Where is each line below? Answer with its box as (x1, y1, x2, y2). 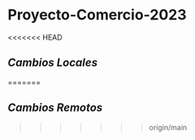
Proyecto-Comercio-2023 (7, 6, 188, 24)
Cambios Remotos (7, 101, 103, 115)
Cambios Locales (7, 56, 98, 70)
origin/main (149, 122, 188, 132)
